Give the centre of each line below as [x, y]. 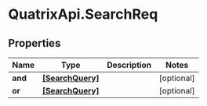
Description [129, 65]
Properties [34, 43]
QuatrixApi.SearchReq [83, 14]
